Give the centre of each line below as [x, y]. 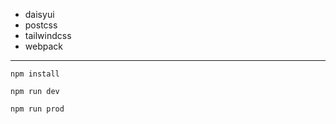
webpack [43, 46]
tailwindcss [48, 35]
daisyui [39, 14]
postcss [41, 25]
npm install [35, 74]
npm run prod [37, 109]
